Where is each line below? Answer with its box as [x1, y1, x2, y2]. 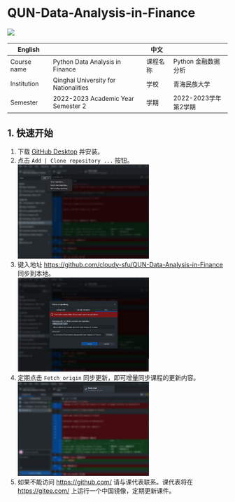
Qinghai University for [52, 76, 116, 84]
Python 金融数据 [173, 57, 220, 65]
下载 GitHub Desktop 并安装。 [17, 147, 104, 156]
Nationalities [52, 83, 89, 92]
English [17, 45, 40, 53]
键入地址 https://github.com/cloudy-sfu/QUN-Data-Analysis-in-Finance [17, 260, 224, 269]
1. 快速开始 [7, 128, 54, 140]
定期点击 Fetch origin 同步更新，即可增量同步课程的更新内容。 [17, 373, 200, 381]
